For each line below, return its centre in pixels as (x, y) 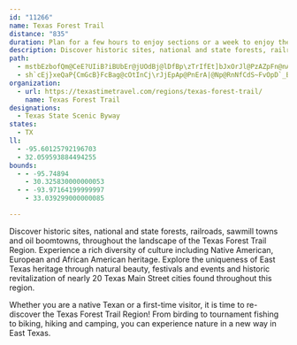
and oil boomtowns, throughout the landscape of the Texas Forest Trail (138, 241)
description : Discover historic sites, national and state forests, (138, 50)
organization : (35, 83)
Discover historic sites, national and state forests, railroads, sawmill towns (144, 231)
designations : (35, 108)
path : (19, 58)
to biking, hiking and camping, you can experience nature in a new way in (143, 323)
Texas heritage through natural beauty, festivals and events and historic (140, 268)
